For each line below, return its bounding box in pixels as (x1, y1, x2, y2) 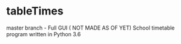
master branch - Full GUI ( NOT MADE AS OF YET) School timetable (6, 24, 175, 31)
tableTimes (6, 4, 64, 18)
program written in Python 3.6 (6, 30, 81, 37)
